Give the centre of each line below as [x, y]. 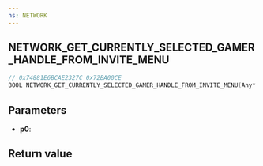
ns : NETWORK [28, 15]
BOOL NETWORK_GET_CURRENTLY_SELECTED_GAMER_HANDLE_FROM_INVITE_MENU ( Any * [132, 85]
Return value [40, 154]
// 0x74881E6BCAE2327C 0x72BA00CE [65, 78]
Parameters [38, 110]
